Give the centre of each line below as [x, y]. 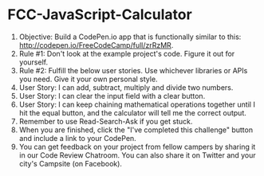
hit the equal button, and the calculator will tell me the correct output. [132, 112]
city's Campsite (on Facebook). [71, 163]
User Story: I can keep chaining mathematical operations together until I [137, 104]
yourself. [33, 62]
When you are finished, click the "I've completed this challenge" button [136, 130]
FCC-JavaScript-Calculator [100, 15]
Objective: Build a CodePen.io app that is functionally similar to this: [130, 37]
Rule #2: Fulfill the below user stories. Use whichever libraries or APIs [133, 70]
